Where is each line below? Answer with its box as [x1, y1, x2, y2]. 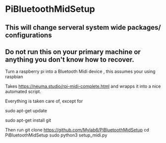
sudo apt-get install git [5, 117, 51, 123]
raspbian [5, 74, 23, 80]
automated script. [5, 89, 41, 95]
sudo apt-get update [5, 108, 47, 114]
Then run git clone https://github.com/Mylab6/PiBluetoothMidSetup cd [5, 127, 150, 133]
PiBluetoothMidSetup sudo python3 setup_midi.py [5, 132, 108, 138]
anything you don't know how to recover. [5, 55, 135, 64]
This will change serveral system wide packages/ [5, 23, 161, 32]
